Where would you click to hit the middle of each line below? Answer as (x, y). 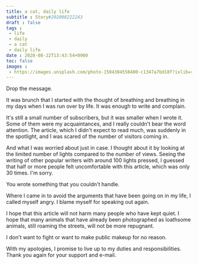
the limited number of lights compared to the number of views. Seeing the (96, 154)
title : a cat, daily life (38, 11)
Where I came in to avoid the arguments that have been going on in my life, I (99, 196)
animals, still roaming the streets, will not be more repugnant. (80, 226)
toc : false (19, 61)
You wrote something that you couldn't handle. (63, 184)
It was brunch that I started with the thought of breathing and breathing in (95, 100)
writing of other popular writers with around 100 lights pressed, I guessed (95, 160)
